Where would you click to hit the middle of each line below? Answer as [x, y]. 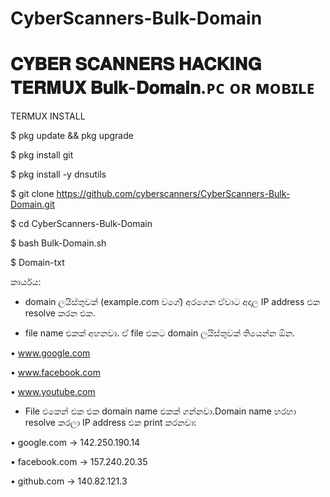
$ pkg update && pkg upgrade [72, 136]
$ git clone [32, 194]
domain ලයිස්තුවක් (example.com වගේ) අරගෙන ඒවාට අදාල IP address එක [172, 302]
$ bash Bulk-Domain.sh [58, 243]
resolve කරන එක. [60, 313]
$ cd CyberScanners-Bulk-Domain [81, 224]
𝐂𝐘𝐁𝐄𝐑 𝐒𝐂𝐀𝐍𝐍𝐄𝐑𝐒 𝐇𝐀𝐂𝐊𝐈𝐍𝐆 [136, 64]
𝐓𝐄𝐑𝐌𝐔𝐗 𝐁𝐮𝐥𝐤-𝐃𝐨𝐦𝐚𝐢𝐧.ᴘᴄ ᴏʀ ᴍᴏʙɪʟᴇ [162, 88]
